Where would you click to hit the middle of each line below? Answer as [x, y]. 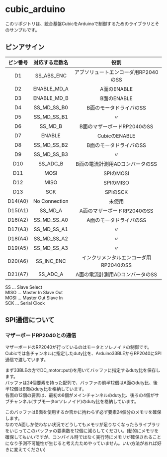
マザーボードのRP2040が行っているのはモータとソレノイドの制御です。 [79, 347]
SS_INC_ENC [51, 261]
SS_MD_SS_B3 [51, 154]
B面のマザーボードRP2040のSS [116, 126]
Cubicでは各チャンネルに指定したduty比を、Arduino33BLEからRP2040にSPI [83, 354]
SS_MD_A [51, 210]
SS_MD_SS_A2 [51, 238]
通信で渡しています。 [27, 360]
